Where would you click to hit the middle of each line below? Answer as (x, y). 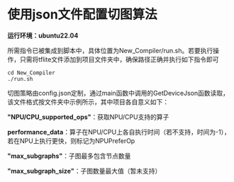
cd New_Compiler (31, 73)
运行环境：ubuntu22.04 (43, 35)
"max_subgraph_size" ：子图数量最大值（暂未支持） (84, 171)
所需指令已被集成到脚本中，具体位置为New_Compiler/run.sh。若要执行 (110, 50)
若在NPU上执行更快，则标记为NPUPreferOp (71, 141)
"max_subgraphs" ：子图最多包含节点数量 (69, 156)
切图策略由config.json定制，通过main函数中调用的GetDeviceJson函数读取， (118, 93)
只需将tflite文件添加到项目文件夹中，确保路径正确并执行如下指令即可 (119, 59)
